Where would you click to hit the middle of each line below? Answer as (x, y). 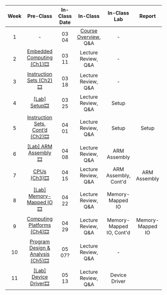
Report (148, 16)
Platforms (40, 225)
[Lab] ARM (40, 147)
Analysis (40, 254)
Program (40, 242)
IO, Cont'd (119, 233)
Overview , (89, 37)
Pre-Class (40, 16)
